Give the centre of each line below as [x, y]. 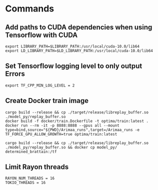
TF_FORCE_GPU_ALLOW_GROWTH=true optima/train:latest [61, 134]
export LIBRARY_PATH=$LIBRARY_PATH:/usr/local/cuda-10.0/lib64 [72, 46]
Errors [15, 74]
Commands [30, 9]
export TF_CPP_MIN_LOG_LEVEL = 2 [40, 85]
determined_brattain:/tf [31, 151]
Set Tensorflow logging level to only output [74, 66]
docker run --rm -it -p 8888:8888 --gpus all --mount [62, 125]
